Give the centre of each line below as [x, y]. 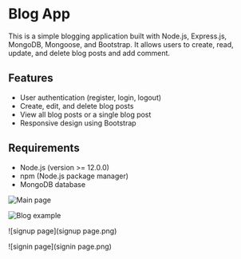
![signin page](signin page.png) [60, 246]
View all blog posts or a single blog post [85, 114]
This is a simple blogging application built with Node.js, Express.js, [118, 36]
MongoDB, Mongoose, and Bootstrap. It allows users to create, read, [121, 44]
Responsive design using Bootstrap [78, 123]
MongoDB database [53, 184]
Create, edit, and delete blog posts [77, 106]
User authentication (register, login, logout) [91, 98]
